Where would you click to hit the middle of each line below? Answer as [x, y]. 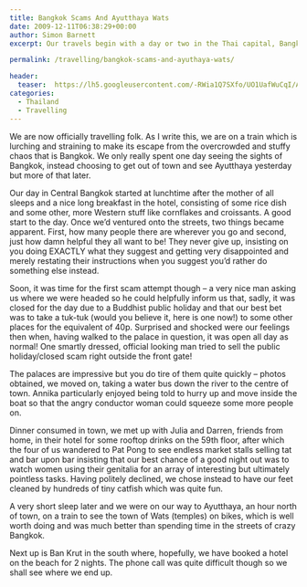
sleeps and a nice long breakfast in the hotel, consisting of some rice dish [148, 203]
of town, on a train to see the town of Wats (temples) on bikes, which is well [152, 516]
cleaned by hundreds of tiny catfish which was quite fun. [116, 488]
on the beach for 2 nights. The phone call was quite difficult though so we [148, 562]
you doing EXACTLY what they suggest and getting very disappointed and [149, 251]
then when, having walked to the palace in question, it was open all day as [149, 336]
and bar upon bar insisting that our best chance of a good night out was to [149, 459]
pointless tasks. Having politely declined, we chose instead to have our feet [152, 478]
